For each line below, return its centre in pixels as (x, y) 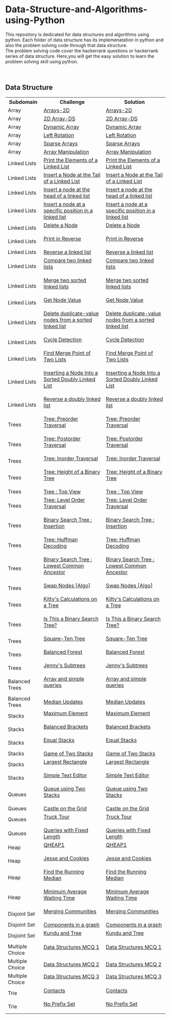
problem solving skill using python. (42, 61)
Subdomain (23, 102)
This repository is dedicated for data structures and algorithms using (77, 34)
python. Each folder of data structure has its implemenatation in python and (84, 40)
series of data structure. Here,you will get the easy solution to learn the (80, 56)
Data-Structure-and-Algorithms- (76, 9)
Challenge (72, 102)
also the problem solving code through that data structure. (66, 45)
